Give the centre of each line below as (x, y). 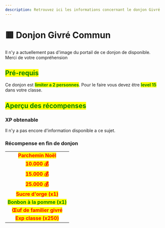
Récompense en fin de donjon (41, 143)
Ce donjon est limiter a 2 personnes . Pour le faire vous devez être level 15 (81, 85)
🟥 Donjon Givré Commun (58, 35)
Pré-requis (22, 73)
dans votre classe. (24, 90)
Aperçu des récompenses (46, 106)
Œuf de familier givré (37, 210)
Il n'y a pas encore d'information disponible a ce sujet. (60, 131)
